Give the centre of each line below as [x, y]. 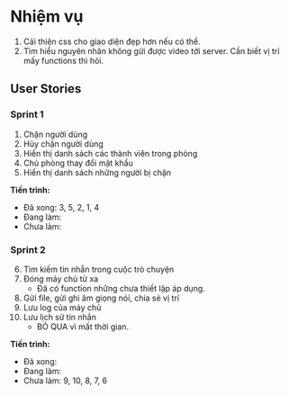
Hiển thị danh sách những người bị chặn [97, 172]
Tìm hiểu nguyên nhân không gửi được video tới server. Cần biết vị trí [151, 50]
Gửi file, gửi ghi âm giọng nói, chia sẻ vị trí [101, 298]
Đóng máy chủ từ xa [61, 278]
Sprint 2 [28, 249]
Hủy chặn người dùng [63, 144]
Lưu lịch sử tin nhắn [60, 317]
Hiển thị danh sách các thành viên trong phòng [110, 153]
